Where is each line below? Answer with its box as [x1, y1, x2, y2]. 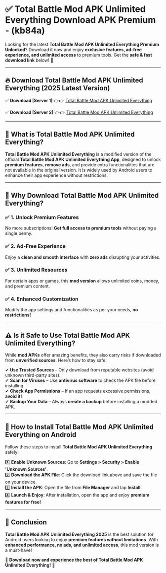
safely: [5, 449, 19, 455]
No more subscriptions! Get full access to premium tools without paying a [5, 225, 157, 231]
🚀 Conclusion [5, 518, 47, 527]
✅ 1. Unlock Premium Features [5, 214, 79, 220]
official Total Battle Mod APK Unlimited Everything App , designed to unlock [5, 156, 161, 162]
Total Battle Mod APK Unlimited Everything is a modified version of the [5, 151, 152, 157]
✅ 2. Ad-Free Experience [5, 243, 66, 250]
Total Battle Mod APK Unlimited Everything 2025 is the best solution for [5, 531, 154, 537]
